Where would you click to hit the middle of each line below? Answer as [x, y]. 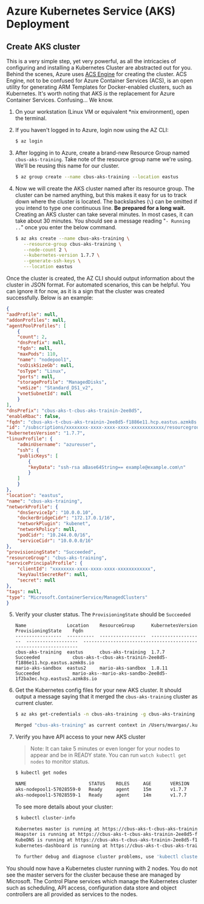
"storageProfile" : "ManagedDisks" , [62, 382]
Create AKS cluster [43, 47]
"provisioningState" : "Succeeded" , [51, 552]
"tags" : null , [24, 591]
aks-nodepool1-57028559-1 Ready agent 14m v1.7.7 [101, 795]
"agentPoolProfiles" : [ [36, 326]
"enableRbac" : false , [34, 416]
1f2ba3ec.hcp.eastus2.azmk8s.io [56, 679]
